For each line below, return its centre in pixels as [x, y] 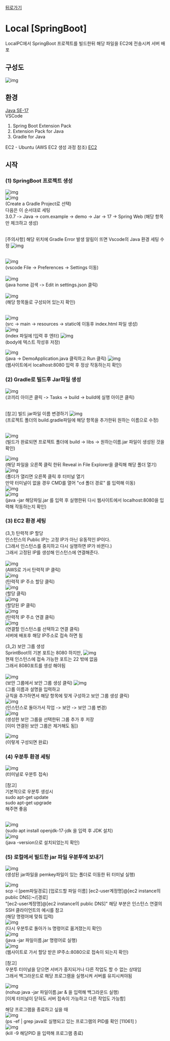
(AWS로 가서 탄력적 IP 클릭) [33, 569]
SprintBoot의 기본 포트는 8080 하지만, [44, 652]
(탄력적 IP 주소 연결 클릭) [30, 617]
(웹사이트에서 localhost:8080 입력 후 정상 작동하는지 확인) [64, 365]
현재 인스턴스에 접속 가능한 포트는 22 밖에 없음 [52, 659]
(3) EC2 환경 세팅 [26, 521]
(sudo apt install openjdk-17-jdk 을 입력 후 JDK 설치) [59, 831]
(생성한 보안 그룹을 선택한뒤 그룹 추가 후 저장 [50, 719]
